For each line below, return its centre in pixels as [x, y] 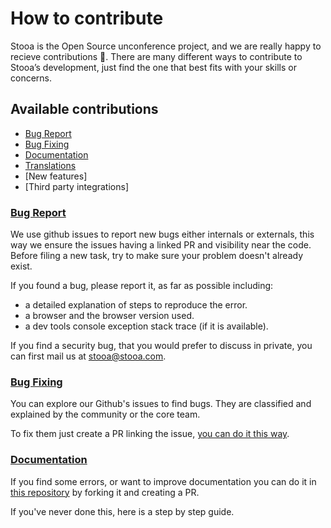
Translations [50, 165]
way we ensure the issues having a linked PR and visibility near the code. [161, 245]
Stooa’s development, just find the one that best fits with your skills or [153, 67]
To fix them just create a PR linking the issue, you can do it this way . [150, 434]
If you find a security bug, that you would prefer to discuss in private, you [161, 346]
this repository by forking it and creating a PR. [105, 492]
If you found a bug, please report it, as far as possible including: [142, 286]
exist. [21, 266]
